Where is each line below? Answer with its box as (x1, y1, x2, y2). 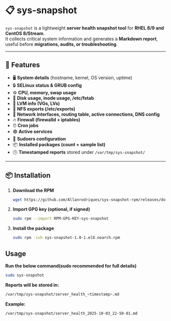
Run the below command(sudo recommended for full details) (5, 263, 137, 269)
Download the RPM (12, 187, 54, 193)
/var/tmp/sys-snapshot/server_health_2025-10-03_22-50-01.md (5, 311, 138, 316)
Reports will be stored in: (5, 282, 60, 288)
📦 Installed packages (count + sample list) (12, 141, 106, 147)
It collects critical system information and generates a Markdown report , (5, 36, 158, 42)
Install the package (12, 225, 54, 231)
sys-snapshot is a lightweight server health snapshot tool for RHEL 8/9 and (5, 24, 164, 31)
